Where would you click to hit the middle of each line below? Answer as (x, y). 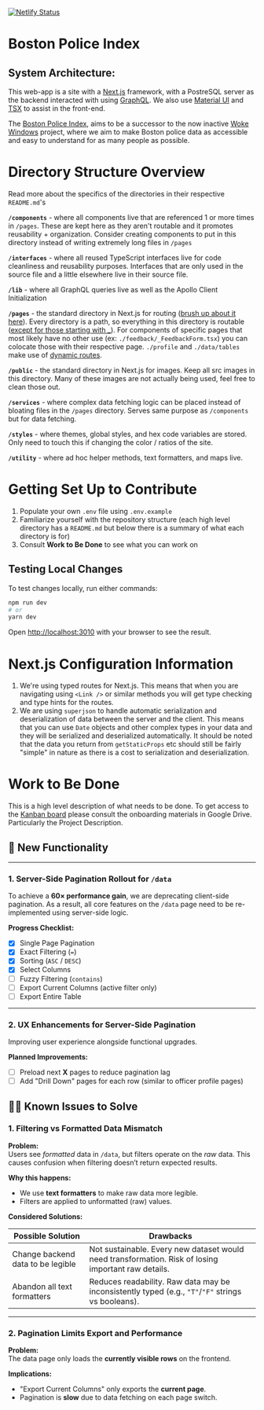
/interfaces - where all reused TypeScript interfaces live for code (115, 257)
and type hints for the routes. (66, 703)
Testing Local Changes (66, 569)
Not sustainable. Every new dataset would (167, 1249)
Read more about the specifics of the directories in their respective (117, 193)
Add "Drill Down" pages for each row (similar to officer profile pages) (131, 1081)
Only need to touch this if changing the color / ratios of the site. (111, 442)
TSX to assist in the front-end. (57, 108)
